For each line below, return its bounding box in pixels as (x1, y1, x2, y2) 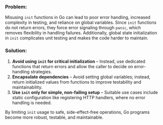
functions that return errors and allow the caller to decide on (12, 63, 133, 69)
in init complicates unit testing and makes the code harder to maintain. (5, 35, 148, 41)
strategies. (31, 69, 52, 74)
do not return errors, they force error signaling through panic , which (5, 25, 141, 31)
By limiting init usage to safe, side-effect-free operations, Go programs (5, 109, 150, 115)
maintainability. (12, 84, 43, 90)
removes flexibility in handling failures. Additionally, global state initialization (5, 30, 157, 36)
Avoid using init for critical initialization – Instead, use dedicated (12, 58, 145, 64)
